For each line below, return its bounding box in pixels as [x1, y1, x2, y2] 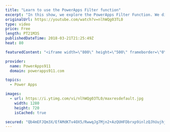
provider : [5, 59, 26, 64]
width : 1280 [14, 101, 39, 106]
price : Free [5, 26, 30, 31]
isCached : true [14, 110, 47, 115]
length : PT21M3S [5, 31, 39, 36]
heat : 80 [5, 41, 24, 46]
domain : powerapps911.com [10, 68, 65, 74]
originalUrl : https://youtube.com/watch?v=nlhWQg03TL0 [5, 17, 123, 22]
